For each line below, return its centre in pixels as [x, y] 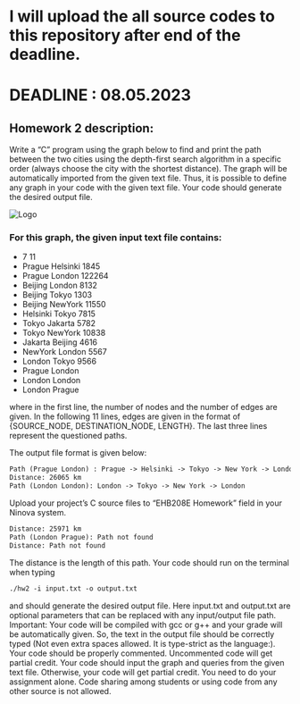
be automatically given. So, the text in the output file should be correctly [142, 634]
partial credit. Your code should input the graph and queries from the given [147, 662]
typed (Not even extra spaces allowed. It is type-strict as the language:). [142, 643]
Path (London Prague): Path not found [81, 537]
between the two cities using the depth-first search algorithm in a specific [145, 159]
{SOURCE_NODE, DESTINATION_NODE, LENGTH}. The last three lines [138, 426]
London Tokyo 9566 [59, 361]
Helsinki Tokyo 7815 [59, 314]
